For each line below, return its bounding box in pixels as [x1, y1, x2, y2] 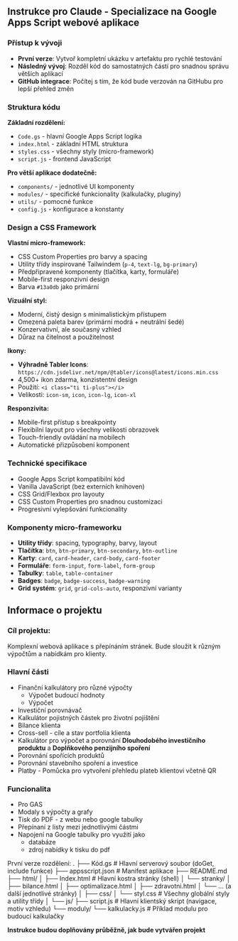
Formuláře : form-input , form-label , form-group [17, 561, 155, 570]
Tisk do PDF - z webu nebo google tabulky [17, 815, 144, 824]
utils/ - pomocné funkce [17, 197, 94, 205]
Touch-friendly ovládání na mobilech [17, 433, 126, 442]
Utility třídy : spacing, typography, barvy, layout [17, 538, 158, 547]
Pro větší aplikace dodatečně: [7, 168, 97, 177]
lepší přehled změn [17, 85, 75, 93]
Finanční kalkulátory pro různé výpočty [17, 683, 133, 692]
